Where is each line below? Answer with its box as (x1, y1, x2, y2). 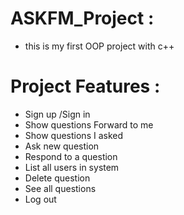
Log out (24, 193, 57, 205)
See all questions (24, 182, 97, 194)
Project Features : (10, 75, 161, 98)
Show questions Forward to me (24, 118, 154, 131)
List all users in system (24, 161, 120, 173)
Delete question (24, 172, 91, 184)
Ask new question (24, 140, 100, 152)
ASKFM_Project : (10, 7, 155, 30)
